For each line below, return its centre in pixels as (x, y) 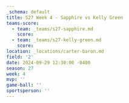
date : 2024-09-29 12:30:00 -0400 (48, 62)
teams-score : (23, 23)
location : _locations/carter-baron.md (55, 51)
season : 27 (20, 68)
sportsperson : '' (28, 91)
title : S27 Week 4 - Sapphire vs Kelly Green (64, 18)
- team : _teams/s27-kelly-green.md (57, 40)
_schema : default (28, 12)
